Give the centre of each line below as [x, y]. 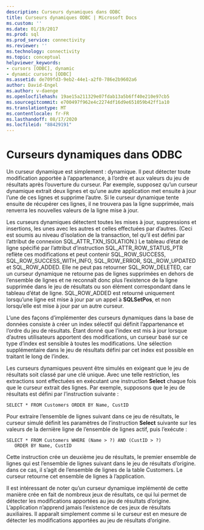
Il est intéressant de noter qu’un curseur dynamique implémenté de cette [97, 488]
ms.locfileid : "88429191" [39, 125]
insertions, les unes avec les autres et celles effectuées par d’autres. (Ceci [99, 229]
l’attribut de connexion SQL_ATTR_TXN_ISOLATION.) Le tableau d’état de [97, 242]
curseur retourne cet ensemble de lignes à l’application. [76, 477]
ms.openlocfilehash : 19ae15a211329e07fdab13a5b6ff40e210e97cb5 [88, 97]
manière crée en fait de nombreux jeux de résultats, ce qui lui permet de [97, 495]
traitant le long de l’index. [38, 356]
